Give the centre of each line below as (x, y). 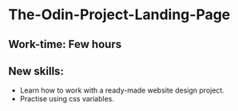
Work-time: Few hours (65, 44)
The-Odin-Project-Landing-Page (119, 15)
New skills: (36, 71)
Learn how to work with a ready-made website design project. (122, 90)
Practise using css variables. (67, 99)
